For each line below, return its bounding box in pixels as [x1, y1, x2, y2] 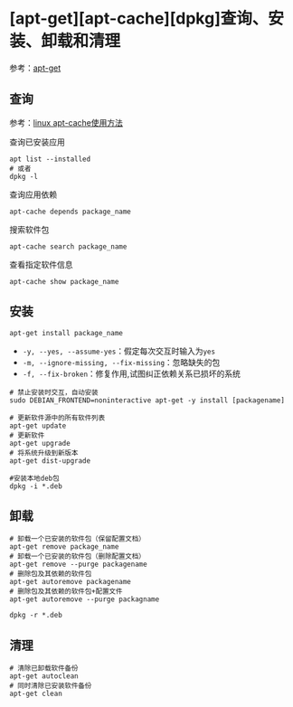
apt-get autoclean [9, 672, 79, 681]
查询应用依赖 [9, 189, 57, 200]
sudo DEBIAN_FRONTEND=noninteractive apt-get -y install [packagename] [9, 395, 285, 405]
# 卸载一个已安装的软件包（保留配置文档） [9, 534, 146, 543]
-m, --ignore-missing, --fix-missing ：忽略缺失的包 [22, 356, 221, 367]
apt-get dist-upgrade [9, 456, 91, 466]
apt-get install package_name [9, 328, 124, 337]
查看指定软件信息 [9, 259, 73, 269]
